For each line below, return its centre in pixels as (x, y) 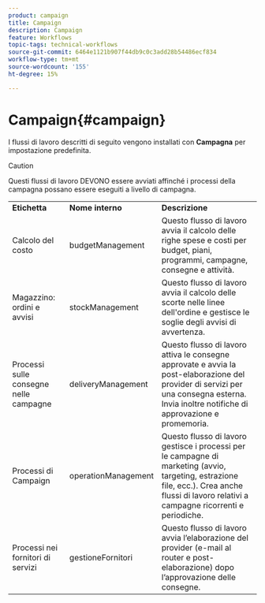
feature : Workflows (40, 37)
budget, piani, (187, 250)
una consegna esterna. (204, 393)
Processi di (33, 471)
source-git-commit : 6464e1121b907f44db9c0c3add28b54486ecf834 (112, 52)
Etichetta (30, 207)
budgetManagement (107, 245)
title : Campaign (35, 23)
